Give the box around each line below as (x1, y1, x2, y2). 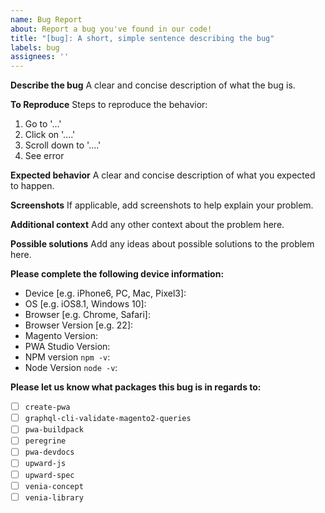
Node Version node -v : (24, 362, 118, 374)
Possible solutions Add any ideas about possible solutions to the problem (10, 238, 315, 250)
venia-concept (24, 481, 84, 491)
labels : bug (10, 42, 60, 53)
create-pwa (24, 402, 71, 413)
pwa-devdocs (24, 447, 75, 458)
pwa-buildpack (24, 425, 84, 435)
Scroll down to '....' (24, 139, 102, 151)
